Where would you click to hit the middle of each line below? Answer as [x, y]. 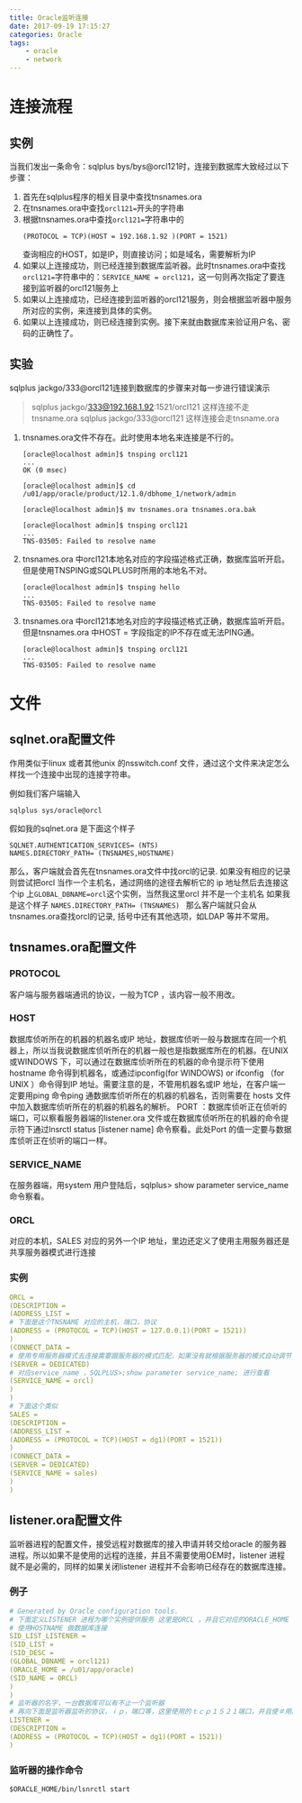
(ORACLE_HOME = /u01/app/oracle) [72, 1670]
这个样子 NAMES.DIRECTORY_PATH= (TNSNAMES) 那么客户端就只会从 [137, 905]
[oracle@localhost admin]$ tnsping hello [101, 587]
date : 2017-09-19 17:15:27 [60, 26]
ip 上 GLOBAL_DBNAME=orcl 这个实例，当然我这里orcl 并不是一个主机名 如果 [150, 893]
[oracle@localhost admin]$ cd [79, 486]
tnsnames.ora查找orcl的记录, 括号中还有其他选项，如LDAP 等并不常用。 [142, 916]
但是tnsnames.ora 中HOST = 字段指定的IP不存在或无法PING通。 [141, 632]
